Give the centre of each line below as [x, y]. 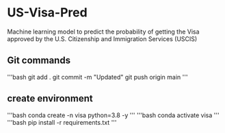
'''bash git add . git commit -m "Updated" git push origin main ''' [97, 77]
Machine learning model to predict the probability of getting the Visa [103, 32]
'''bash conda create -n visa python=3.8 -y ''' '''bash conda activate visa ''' [114, 115]
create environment [50, 98]
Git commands [39, 61]
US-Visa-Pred [47, 13]
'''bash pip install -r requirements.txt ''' [62, 122]
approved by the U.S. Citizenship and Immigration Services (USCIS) [102, 38]
